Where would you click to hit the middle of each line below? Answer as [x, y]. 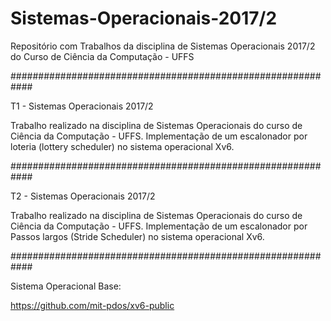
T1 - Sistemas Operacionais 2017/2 [82, 106]
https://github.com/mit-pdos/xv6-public [92, 305]
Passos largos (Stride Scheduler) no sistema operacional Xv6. [137, 236]
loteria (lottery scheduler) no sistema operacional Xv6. [122, 146]
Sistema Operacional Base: [66, 286]
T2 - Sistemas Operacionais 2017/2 [83, 196]
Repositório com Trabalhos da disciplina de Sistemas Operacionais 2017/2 [163, 46]
